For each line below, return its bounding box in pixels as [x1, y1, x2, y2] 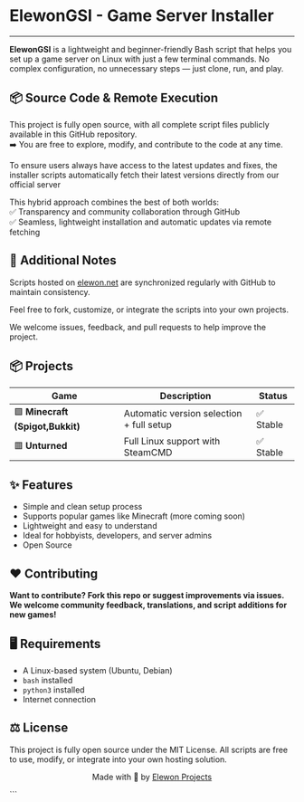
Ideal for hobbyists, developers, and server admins [22, 530, 213, 541]
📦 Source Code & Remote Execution [9, 91, 219, 106]
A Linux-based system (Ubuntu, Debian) [22, 664, 174, 675]
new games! [9, 609, 57, 620]
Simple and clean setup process [22, 501, 143, 512]
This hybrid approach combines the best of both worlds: [9, 196, 220, 207]
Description [159, 390, 212, 403]
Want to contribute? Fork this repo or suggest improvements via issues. [9, 590, 285, 600]
